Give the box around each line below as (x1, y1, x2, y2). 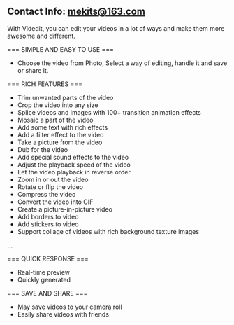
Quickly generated (17, 275, 71, 284)
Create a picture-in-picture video (17, 205, 113, 213)
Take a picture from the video (17, 138, 103, 146)
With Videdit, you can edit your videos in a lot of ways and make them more (7, 24, 225, 32)
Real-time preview (17, 268, 71, 276)
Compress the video (17, 190, 76, 198)
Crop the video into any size (17, 101, 98, 109)
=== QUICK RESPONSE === (7, 254, 89, 263)
